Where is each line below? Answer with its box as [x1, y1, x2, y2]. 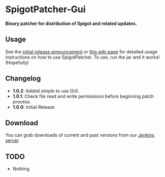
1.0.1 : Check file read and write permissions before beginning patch [12, 93, 154, 99]
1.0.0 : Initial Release [12, 104, 55, 110]
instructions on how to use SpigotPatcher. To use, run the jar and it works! [5, 54, 160, 60]
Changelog [5, 74, 41, 83]
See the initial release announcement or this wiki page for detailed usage [5, 48, 158, 54]
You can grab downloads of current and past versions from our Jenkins [5, 132, 155, 138]
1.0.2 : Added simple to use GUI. [12, 87, 80, 94]
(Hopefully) [5, 60, 29, 66]
